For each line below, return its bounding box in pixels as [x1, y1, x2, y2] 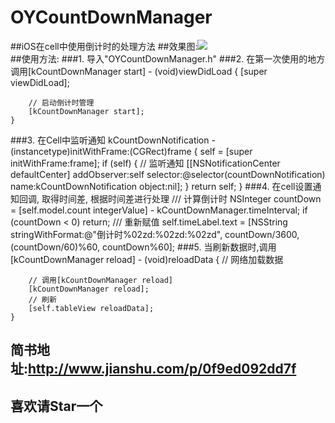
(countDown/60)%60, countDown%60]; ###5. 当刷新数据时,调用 [10, 241, 277, 253]
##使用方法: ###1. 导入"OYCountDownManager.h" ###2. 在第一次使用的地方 [10, 52, 326, 65]
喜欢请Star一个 [10, 397, 103, 415]
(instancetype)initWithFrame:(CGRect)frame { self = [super [10, 145, 253, 157]
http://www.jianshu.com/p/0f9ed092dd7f [28, 361, 297, 378]
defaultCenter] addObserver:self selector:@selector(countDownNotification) [10, 168, 326, 180]
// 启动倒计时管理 [28, 97, 95, 108]
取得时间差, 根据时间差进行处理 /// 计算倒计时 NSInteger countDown [41, 192, 322, 205]
